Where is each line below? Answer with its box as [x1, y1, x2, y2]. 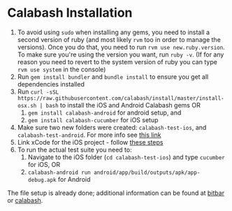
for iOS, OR [27, 160, 61, 168]
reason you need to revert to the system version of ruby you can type [17, 57, 218, 66]
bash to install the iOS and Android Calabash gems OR [45, 101, 201, 109]
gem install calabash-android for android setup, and [27, 108, 182, 117]
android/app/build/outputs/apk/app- [93, 169, 201, 176]
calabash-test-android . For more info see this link [17, 131, 161, 139]
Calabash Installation [7, 5, 133, 21]
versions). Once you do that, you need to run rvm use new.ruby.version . [17, 43, 225, 51]
